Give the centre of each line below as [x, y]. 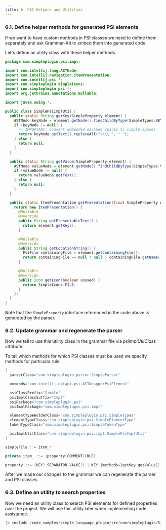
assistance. [17, 514]
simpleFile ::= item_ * [28, 447]
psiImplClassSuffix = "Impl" [37, 397]
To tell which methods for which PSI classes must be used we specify [76, 356]
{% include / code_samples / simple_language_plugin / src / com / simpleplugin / [82, 523]
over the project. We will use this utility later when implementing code [76, 508]
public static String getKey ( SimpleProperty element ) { [68, 116]
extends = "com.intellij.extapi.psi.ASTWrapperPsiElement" [69, 384]
